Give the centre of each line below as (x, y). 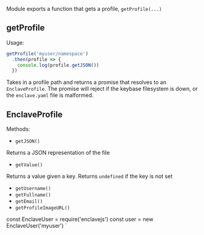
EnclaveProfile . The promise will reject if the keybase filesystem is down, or (102, 89)
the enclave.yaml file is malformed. (50, 95)
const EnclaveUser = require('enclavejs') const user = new (80, 219)
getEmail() (29, 202)
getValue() (29, 165)
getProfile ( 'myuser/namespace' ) (47, 54)
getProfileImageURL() (42, 208)
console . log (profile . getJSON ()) (58, 65)
